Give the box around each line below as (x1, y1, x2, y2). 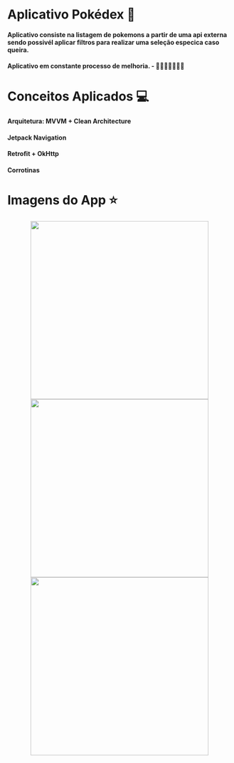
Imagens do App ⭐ (7, 192, 118, 209)
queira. (7, 46, 29, 54)
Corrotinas (7, 165, 41, 174)
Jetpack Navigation (7, 133, 67, 142)
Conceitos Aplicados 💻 (7, 88, 149, 104)
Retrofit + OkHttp (7, 150, 59, 158)
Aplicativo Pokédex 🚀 (7, 6, 136, 23)
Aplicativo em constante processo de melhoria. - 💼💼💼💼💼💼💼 (7, 62, 185, 71)
